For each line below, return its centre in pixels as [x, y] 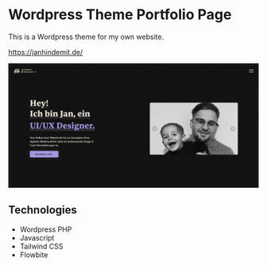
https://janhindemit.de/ [46, 52]
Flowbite [34, 254]
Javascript [37, 237]
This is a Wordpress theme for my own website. [86, 37]
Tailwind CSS [41, 246]
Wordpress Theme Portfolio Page [120, 15]
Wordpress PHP [46, 229]
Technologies [43, 210]
